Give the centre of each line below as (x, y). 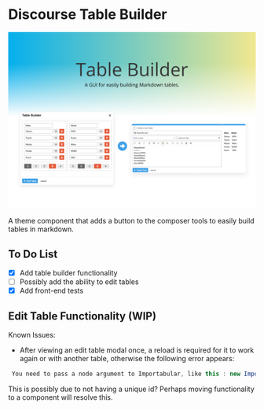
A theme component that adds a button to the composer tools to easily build (131, 221)
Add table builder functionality (68, 273)
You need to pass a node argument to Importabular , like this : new (126, 374)
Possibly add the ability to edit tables (79, 282)
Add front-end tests (51, 291)
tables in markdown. (41, 229)
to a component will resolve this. (60, 397)
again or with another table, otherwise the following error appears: (127, 359)
